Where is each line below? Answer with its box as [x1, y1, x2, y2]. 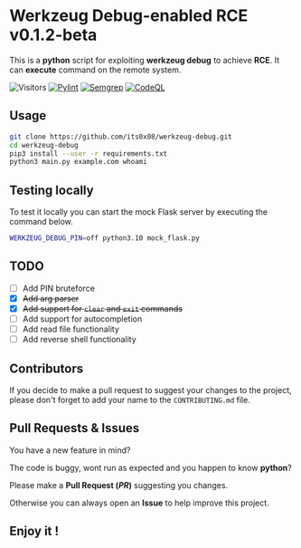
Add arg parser [22, 293, 80, 303]
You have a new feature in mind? [9, 445, 131, 456]
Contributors [9, 361, 84, 376]
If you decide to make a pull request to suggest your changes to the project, [9, 384, 292, 395]
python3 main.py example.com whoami [9, 158, 147, 167]
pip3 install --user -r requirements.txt [9, 149, 168, 159]
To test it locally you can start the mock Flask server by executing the [9, 207, 268, 217]
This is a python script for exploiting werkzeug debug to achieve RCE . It [9, 54, 280, 65]
